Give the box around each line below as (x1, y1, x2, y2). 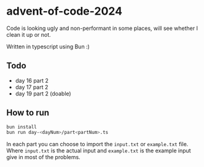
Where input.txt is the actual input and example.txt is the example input (6, 147, 192, 154)
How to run (6, 108, 50, 118)
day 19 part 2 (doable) (15, 90, 72, 97)
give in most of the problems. (6, 154, 81, 161)
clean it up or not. (6, 31, 51, 38)
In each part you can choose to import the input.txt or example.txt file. (6, 141, 189, 148)
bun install (6, 124, 37, 130)
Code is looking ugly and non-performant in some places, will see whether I (6, 24, 198, 32)
